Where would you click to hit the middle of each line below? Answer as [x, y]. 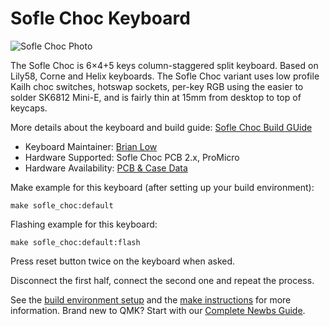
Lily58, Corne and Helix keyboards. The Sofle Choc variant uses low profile [165, 76]
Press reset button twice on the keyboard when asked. [123, 261]
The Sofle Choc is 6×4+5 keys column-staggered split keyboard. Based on [164, 65]
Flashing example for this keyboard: [84, 224]
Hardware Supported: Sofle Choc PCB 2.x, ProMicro [132, 157]
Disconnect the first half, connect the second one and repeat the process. [162, 280]
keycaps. [29, 108]
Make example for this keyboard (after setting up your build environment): [162, 187]
